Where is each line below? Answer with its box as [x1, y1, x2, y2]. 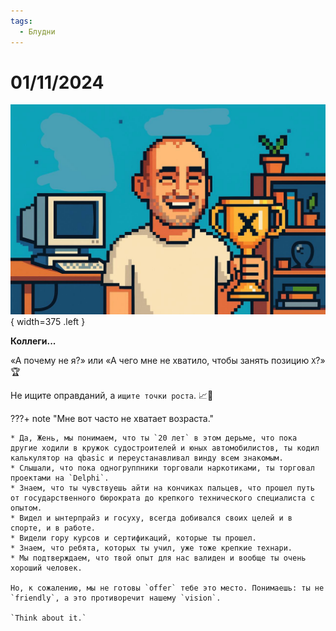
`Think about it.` [10, 613, 87, 624]
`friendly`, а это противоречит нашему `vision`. [10, 593, 222, 604]
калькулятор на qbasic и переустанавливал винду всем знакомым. [10, 453, 284, 464]
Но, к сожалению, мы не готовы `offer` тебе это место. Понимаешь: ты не [10, 583, 325, 594]
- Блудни [19, 26, 56, 37]
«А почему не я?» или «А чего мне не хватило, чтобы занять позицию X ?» [10, 355, 326, 367]
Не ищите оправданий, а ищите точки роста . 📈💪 [10, 390, 214, 402]
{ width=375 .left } [10, 316, 86, 328]
